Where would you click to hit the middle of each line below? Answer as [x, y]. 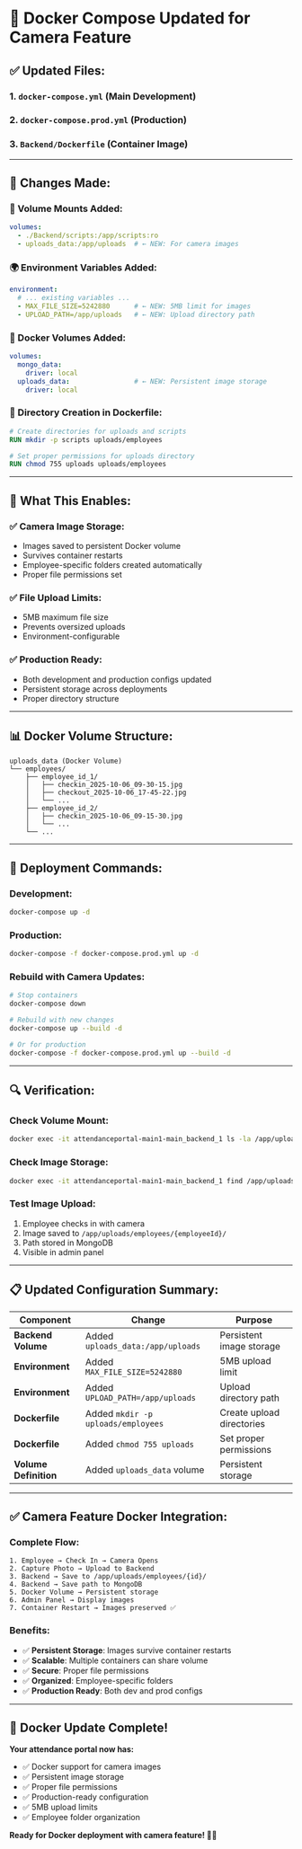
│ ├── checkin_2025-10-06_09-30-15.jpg [104, 785]
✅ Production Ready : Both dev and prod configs [112, 1690]
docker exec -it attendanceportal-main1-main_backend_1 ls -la [130, 1139]
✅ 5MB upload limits [60, 1807]
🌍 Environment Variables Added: [83, 267]
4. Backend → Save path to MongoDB [76, 1585]
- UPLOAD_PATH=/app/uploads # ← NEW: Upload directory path [136, 314]
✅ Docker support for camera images [92, 1767]
